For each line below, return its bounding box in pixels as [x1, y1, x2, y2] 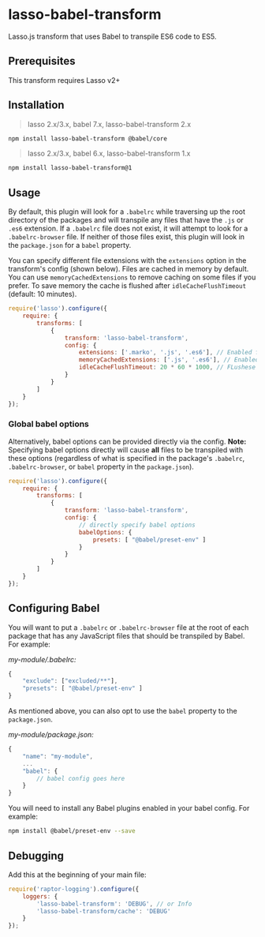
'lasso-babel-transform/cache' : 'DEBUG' [36, 907, 171, 915]
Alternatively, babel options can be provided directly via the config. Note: [8, 437, 247, 446]
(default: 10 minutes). [8, 290, 77, 299]
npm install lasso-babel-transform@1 [8, 164, 132, 172]
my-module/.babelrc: [8, 654, 77, 664]
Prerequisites [8, 54, 76, 68]
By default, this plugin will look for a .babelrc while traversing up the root [8, 207, 246, 216]
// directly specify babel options [78, 521, 196, 529]
